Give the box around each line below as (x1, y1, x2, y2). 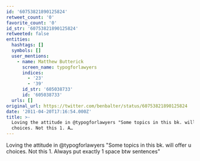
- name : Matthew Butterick (17, 58, 84, 64)
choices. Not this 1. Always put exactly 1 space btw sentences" (6, 148, 161, 155)
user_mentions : (11, 53, 49, 59)
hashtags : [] (11, 42, 44, 48)
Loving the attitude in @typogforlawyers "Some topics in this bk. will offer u (6, 141, 192, 148)
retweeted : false (6, 31, 49, 37)
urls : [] (11, 97, 33, 103)
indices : (21, 70, 44, 76)
